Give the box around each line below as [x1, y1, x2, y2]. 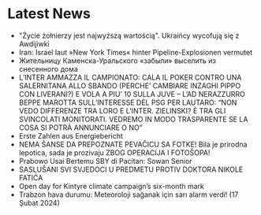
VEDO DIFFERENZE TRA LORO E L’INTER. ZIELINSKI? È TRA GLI [18, 106, 226, 115]
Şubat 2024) [18, 198, 60, 207]
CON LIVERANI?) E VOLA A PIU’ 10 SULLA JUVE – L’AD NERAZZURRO [18, 89, 246, 98]
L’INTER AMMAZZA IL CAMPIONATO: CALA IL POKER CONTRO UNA [18, 72, 242, 82]
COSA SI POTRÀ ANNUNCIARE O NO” [18, 123, 143, 132]
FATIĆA [18, 172, 43, 182]
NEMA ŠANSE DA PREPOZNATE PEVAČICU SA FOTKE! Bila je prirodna [18, 139, 248, 149]
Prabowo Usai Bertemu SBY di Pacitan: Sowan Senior [18, 156, 192, 165]
